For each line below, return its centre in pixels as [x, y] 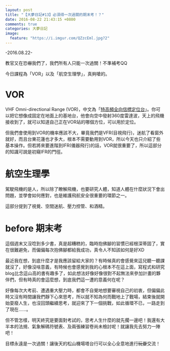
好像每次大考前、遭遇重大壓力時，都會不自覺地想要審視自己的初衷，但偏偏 [83, 290]
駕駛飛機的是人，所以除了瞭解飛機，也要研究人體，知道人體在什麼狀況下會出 [85, 189]
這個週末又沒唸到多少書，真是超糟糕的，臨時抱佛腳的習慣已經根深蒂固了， [83, 243]
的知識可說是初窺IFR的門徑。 [35, 151]
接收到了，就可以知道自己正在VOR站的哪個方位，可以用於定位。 [72, 122]
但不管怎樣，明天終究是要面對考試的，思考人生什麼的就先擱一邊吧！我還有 [83, 320]
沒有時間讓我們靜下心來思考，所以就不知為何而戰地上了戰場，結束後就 [87, 296]
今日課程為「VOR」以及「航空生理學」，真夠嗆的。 [57, 73]
